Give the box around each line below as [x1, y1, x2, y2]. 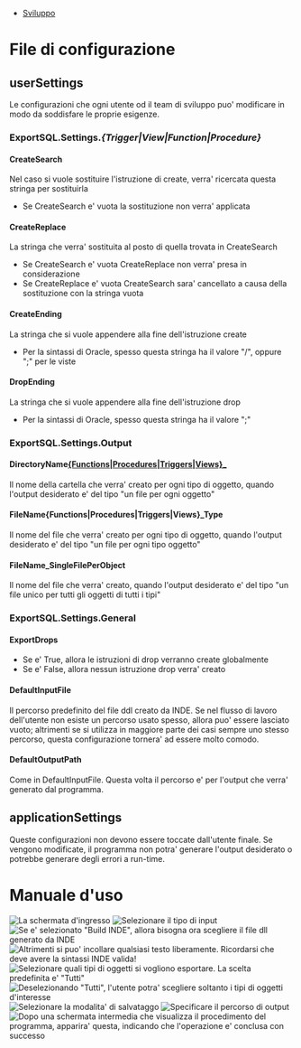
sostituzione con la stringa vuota [22, 288, 144, 299]
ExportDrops [9, 634, 59, 645]
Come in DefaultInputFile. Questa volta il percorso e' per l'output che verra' [9, 774, 288, 785]
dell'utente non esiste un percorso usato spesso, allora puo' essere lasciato [9, 714, 290, 725]
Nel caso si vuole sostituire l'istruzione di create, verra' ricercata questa [9, 173, 277, 184]
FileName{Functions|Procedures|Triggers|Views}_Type [9, 510, 223, 520]
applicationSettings [9, 810, 123, 826]
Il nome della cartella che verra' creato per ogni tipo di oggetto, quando [9, 479, 275, 490]
